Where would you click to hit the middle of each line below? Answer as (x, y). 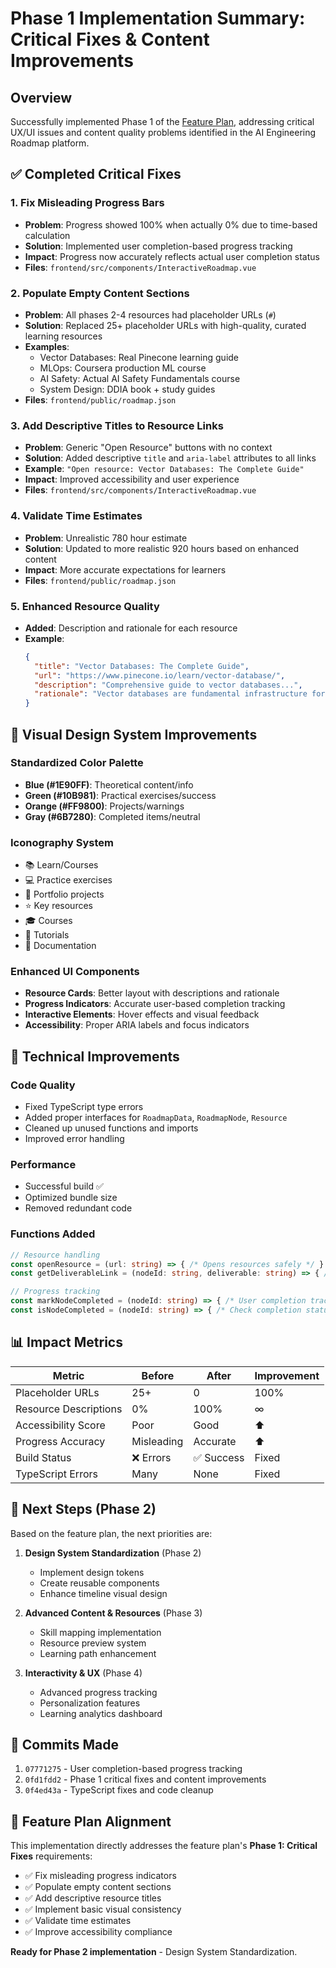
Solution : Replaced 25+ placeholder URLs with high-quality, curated (165, 325)
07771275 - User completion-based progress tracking (133, 1769)
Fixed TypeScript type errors (84, 1107)
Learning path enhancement (98, 1653)
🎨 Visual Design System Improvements (134, 734)
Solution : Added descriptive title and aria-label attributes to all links (170, 458)
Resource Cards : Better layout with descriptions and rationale (152, 993)
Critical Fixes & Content (110, 39)
